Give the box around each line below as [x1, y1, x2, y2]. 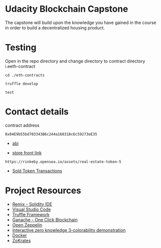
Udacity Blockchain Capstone [5, 3, 128, 15]
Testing [5, 42, 37, 53]
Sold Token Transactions [12, 168, 63, 174]
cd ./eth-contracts [5, 72, 45, 78]
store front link [12, 150, 42, 156]
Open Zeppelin [12, 222, 43, 228]
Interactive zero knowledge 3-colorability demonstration [12, 227, 126, 233]
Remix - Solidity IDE [12, 201, 52, 207]
